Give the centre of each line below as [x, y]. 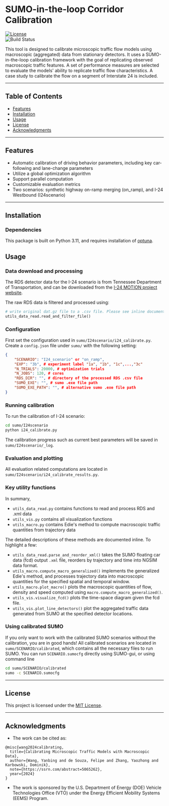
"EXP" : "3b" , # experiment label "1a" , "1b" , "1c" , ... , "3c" [78, 364]
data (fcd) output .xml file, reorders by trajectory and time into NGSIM [85, 560]
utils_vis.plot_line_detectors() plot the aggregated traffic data [80, 608]
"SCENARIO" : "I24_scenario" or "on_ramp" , [59, 359]
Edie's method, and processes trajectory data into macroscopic [78, 576]
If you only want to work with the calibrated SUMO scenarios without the [80, 637]
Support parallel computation [43, 179]
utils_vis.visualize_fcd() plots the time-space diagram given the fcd [86, 597]
